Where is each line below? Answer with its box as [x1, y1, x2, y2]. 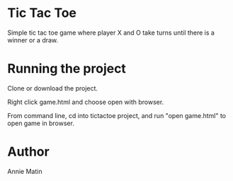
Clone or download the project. [7, 83, 98, 93]
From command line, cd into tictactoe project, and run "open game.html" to [7, 111, 227, 119]
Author [7, 144, 50, 160]
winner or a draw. [7, 35, 59, 44]
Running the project [7, 61, 126, 77]
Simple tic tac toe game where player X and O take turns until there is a [7, 28, 215, 37]
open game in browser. [7, 119, 74, 127]
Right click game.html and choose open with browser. [7, 98, 164, 106]
